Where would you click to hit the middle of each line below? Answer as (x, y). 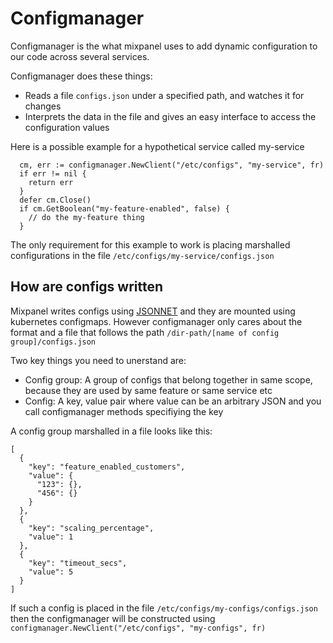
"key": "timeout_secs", (78, 563)
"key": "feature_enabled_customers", (107, 467)
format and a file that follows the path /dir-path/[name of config (145, 332)
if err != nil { (53, 173)
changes (43, 106)
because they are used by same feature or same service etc (148, 390)
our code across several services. (80, 56)
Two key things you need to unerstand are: (98, 360)
